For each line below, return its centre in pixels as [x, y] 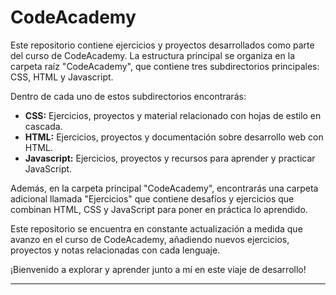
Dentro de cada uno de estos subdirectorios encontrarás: [128, 96]
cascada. [43, 126]
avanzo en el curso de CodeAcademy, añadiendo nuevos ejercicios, [150, 239]
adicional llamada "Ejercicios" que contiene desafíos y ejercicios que [152, 198]
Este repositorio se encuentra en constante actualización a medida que [156, 228]
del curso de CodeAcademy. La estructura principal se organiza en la [152, 55]
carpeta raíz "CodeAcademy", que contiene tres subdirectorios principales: [165, 66]
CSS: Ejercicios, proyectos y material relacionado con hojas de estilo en [173, 115]
